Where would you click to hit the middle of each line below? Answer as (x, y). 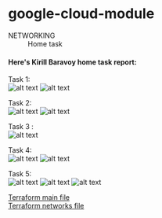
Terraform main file (39, 198)
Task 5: (20, 174)
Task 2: (20, 103)
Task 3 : (21, 127)
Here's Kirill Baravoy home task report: (72, 62)
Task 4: (20, 150)
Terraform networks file (46, 206)
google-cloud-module (81, 14)
